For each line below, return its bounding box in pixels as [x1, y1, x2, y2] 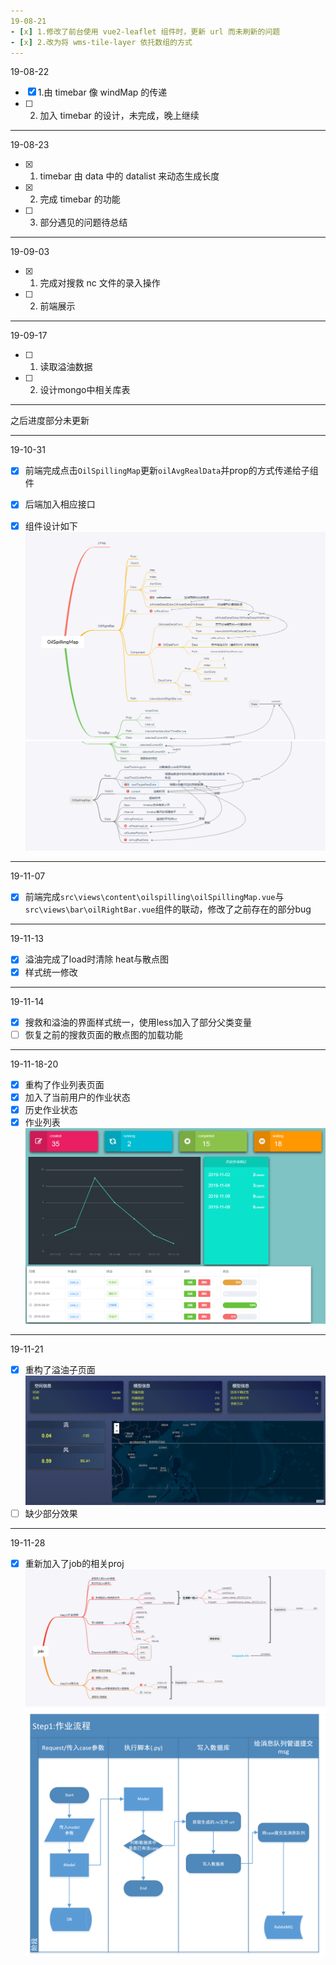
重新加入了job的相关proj [24, 1557, 125, 1569]
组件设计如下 [24, 520, 78, 532]
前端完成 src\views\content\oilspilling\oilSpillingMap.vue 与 [24, 891, 285, 903]
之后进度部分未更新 [10, 415, 90, 427]
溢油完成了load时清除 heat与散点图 [24, 953, 170, 965]
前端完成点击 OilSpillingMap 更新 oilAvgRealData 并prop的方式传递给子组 [24, 465, 319, 477]
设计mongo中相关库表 [39, 384, 131, 396]
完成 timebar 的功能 [39, 193, 121, 205]
